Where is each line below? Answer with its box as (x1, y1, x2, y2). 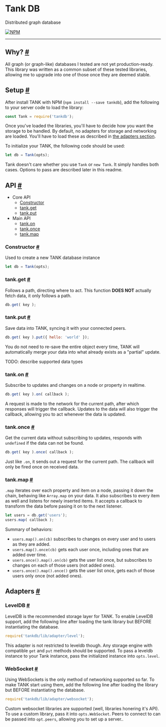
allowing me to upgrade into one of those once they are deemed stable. (5, 71, 151, 77)
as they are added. (12, 541, 51, 547)
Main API (12, 215, 31, 221)
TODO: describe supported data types (5, 359, 83, 364)
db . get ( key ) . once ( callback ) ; (5, 450, 74, 455)
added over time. (12, 552, 47, 558)
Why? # (5, 48, 30, 56)
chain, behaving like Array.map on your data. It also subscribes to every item (5, 493, 160, 499)
